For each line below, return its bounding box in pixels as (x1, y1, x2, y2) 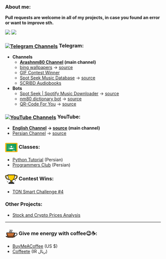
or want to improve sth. (5, 20, 54, 26)
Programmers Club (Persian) (12, 162, 71, 168)
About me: (5, 3, 31, 10)
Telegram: (59, 42, 84, 49)
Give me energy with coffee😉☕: (18, 230, 98, 237)
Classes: (18, 144, 41, 151)
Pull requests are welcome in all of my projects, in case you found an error (5, 15, 160, 21)
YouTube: (57, 113, 81, 120)
